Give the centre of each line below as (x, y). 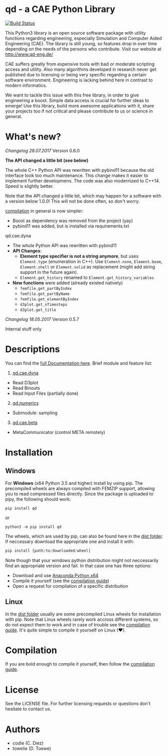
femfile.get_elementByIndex (49, 299)
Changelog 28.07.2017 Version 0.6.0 (43, 150)
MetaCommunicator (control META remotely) (59, 432)
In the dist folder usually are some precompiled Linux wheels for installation (83, 614)
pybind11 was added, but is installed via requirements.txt (71, 226)
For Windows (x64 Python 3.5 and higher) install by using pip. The (74, 483)
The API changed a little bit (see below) (47, 160)
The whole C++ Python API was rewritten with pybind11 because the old (79, 170)
